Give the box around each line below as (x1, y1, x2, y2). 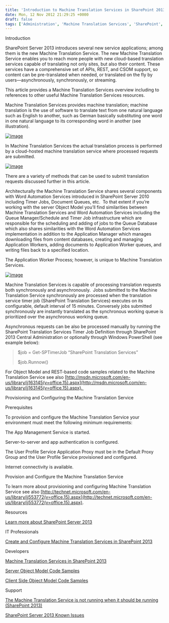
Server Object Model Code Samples (5, 568, 79, 574)
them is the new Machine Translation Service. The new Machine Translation (5, 50, 162, 56)
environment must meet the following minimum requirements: (5, 420, 132, 426)
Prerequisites (5, 404, 33, 410)
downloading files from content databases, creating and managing (5, 236, 143, 242)
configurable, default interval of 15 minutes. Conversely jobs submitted (5, 303, 152, 309)
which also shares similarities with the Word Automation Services (5, 226, 140, 232)
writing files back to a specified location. (5, 247, 90, 253)
